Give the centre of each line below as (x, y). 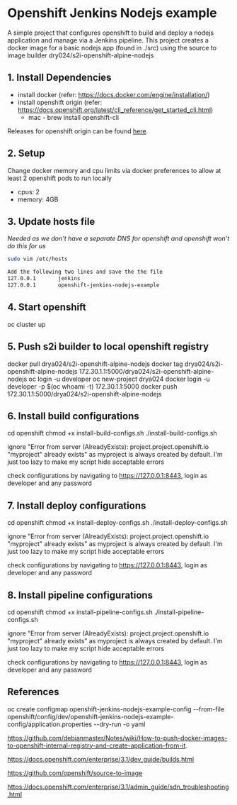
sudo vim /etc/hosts (38, 259)
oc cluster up (27, 324)
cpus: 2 (29, 191)
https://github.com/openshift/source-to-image (75, 773)
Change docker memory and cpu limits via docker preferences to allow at (114, 170)
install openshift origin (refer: (60, 102)
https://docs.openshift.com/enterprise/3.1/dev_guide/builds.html (101, 759)
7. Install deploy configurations (77, 505)
